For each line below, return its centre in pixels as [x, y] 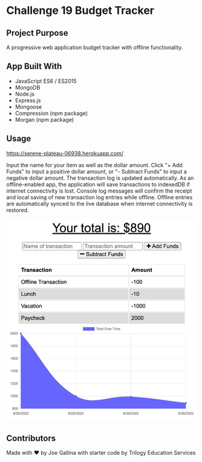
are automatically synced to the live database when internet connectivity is [99, 203]
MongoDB [28, 87]
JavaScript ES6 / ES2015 [46, 81]
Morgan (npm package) [44, 119]
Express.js [28, 100]
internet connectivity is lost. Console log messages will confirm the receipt [99, 191]
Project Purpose [37, 33]
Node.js [25, 94]
